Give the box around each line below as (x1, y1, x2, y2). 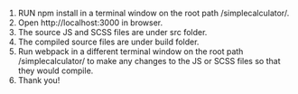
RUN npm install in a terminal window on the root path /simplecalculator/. (17, 8, 290, 18)
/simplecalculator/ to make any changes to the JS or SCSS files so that (17, 56, 281, 66)
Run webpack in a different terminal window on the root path (17, 46, 244, 57)
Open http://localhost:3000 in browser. (17, 17, 163, 28)
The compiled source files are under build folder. (17, 36, 200, 47)
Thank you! (17, 75, 61, 85)
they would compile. (17, 65, 94, 76)
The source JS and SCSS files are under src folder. (17, 27, 208, 37)
